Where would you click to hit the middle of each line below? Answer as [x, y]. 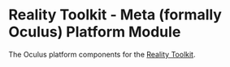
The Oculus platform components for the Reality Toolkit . [102, 54]
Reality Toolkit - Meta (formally [115, 15]
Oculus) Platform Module [95, 32]
